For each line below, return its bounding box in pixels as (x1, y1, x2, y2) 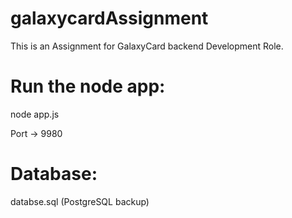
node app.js (10, 108, 60, 120)
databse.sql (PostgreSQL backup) (10, 195, 150, 207)
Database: (10, 163, 98, 186)
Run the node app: (10, 75, 166, 98)
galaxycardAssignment (10, 7, 209, 30)
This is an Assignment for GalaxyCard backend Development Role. (10, 40, 284, 52)
